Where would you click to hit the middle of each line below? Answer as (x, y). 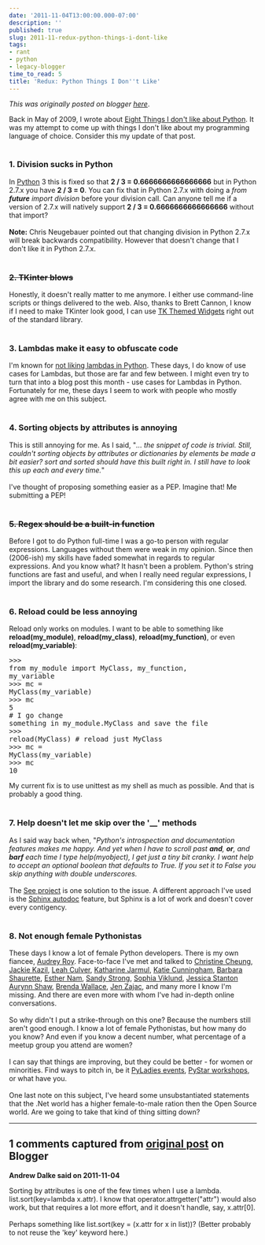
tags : (18, 45)
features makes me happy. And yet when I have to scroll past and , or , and (129, 848)
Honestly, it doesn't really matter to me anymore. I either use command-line (131, 295)
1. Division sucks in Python (61, 165)
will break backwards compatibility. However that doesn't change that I (124, 240)
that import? (29, 215)
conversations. (33, 1003)
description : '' (35, 23)
